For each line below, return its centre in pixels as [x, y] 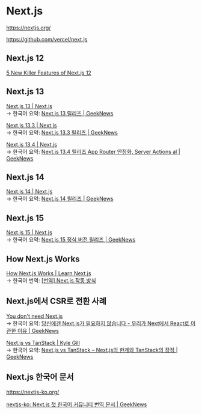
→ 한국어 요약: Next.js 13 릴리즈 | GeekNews [60, 113]
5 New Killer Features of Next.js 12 [49, 73]
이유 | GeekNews [38, 330]
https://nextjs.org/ [29, 28]
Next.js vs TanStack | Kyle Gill [43, 342]
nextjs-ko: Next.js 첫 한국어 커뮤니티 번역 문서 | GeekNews [77, 404]
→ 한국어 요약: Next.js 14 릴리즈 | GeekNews [60, 199]
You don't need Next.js [35, 316]
